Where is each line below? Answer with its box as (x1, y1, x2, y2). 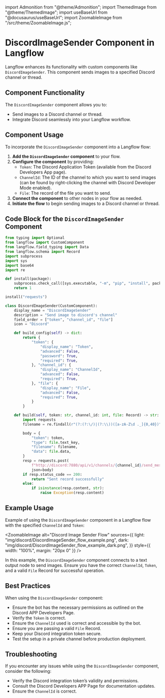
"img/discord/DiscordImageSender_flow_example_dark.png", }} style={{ (5, 542, 151, 548)
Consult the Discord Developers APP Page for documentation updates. (12, 683, 156, 689)
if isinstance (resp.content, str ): (31, 486, 105, 491)
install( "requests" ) (5, 295, 48, 299)
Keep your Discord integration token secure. (12, 631, 102, 636)
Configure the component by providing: (12, 159, 94, 165)
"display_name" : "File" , (40, 385, 91, 391)
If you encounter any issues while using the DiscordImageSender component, (5, 663, 160, 669)
